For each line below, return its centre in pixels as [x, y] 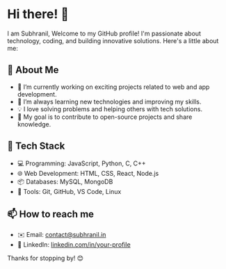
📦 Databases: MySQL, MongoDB [65, 181]
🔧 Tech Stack [36, 146]
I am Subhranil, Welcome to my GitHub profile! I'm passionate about [104, 33]
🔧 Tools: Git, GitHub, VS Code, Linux [69, 191]
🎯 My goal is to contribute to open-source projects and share [105, 117]
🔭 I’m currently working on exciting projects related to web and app [113, 87]
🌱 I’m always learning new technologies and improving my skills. [109, 101]
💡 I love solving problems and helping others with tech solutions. [110, 109]
